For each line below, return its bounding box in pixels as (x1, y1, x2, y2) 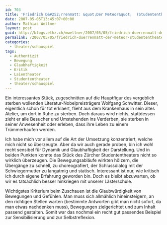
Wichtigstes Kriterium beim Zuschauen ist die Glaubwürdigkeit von (5, 188, 142, 194)
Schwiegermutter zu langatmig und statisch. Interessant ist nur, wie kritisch (5, 167, 160, 174)
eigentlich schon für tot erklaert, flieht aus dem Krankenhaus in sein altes (5, 105, 155, 111)
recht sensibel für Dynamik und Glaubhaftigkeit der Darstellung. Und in (5, 147, 150, 152)
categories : (5, 40, 30, 45)
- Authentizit (9, 53, 39, 59)
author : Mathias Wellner (5, 21, 57, 26)
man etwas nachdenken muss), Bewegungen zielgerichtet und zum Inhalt (5, 204, 156, 210)
